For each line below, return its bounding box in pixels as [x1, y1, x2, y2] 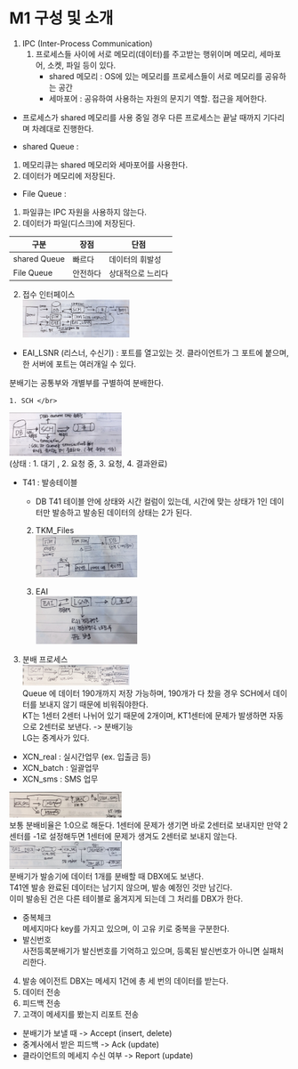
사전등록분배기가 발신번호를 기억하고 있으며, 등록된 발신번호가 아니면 [21, 945, 261, 957]
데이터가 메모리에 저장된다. [21, 170, 116, 181]
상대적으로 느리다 [109, 268, 169, 279]
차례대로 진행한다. [31, 123, 94, 134]
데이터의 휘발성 [109, 254, 162, 264]
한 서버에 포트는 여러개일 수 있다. [21, 358, 136, 369]
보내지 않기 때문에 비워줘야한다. [38, 700, 149, 710]
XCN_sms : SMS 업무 [21, 773, 99, 784]
